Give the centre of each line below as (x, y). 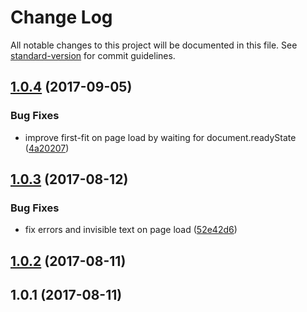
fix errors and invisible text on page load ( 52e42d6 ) (131, 230)
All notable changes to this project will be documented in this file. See (154, 45)
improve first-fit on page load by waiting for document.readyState (160, 137)
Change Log (61, 17)
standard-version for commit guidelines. (93, 55)
